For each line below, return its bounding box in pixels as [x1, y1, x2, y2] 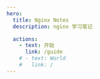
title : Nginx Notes [12, 17, 69, 24]
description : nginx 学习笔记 [12, 23, 93, 30]
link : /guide [24, 49, 63, 55]
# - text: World [19, 55, 67, 62]
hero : [6, 10, 22, 17]
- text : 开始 [19, 42, 55, 49]
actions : [12, 35, 38, 42]
